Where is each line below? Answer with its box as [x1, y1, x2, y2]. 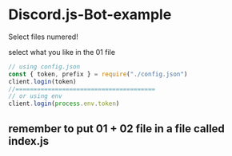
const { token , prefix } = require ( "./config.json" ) [8, 70, 188, 78]
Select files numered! [8, 32, 78, 41]
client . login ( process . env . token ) [8, 99, 120, 108]
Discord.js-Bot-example [8, 6, 172, 24]
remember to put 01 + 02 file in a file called [8, 122, 226, 135]
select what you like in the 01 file [8, 47, 116, 57]
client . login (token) [8, 77, 78, 85]
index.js [8, 134, 50, 148]
